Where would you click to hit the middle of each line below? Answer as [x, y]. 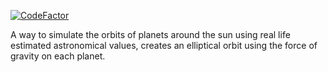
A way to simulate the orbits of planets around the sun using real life [150, 34]
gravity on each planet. [58, 56]
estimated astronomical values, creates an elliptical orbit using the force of [164, 45]
